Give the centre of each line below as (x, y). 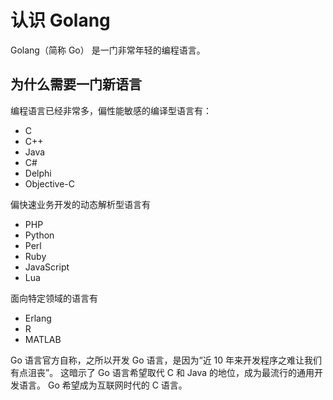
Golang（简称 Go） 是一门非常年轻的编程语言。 (108, 50)
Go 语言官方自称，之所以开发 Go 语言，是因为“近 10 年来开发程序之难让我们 (166, 360)
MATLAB (43, 339)
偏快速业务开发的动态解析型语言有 (80, 204)
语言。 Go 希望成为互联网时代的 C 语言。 (103, 385)
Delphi (38, 173)
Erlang (38, 318)
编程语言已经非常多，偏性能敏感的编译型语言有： (111, 110)
